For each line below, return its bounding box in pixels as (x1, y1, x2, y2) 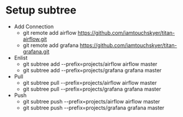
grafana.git (22, 48, 49, 55)
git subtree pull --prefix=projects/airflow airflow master (22, 79, 157, 86)
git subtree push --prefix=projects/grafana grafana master (22, 104, 165, 111)
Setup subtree (5, 4, 77, 17)
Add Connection (14, 23, 54, 30)
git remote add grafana (22, 42, 79, 49)
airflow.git (22, 35, 48, 42)
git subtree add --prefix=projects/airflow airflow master (22, 60, 158, 68)
